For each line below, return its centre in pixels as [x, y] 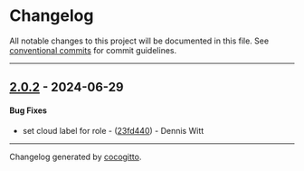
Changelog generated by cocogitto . [76, 157]
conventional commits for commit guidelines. [93, 50]
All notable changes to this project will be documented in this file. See [139, 41]
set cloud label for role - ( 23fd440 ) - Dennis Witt [113, 130]
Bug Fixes [28, 110]
